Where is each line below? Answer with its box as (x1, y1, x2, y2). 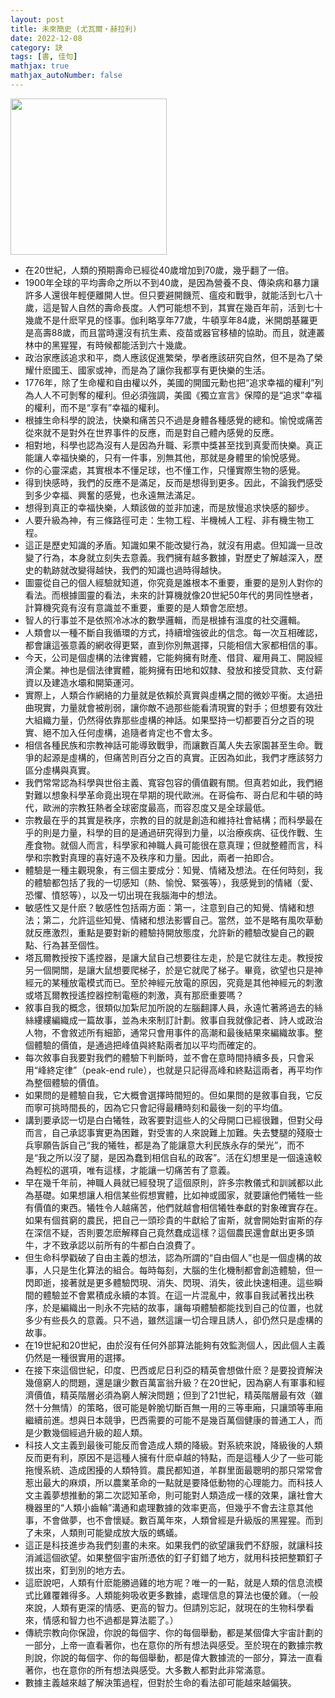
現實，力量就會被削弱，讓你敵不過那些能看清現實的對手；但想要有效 (33, 701, 315, 713)
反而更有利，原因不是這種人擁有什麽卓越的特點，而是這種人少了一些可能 (24, 1451, 323, 1463)
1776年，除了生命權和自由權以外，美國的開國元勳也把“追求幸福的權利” (24, 376, 315, 388)
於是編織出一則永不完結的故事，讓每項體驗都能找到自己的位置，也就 (42, 1301, 323, 1313)
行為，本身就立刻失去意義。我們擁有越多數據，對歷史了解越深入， (42, 551, 315, 563)
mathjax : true (10, 61, 70, 71)
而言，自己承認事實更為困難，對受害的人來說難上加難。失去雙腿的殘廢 (24, 1126, 315, 1138)
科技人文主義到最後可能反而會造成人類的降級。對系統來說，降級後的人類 (24, 1439, 323, 1451)
